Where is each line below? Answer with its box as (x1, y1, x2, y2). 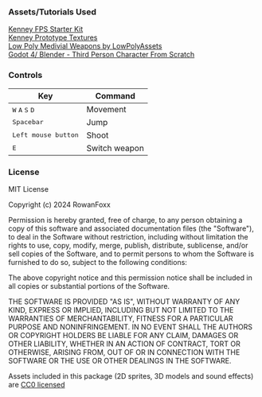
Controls (8, 70, 43, 81)
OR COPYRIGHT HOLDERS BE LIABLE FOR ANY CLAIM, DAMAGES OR (8, 330, 239, 340)
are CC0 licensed (8, 379, 65, 389)
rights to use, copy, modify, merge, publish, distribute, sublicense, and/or (8, 240, 248, 250)
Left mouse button (12, 130, 80, 139)
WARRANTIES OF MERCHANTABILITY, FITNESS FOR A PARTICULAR (8, 313, 233, 323)
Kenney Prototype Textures (8, 33, 98, 42)
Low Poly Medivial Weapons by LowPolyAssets (8, 41, 162, 51)
